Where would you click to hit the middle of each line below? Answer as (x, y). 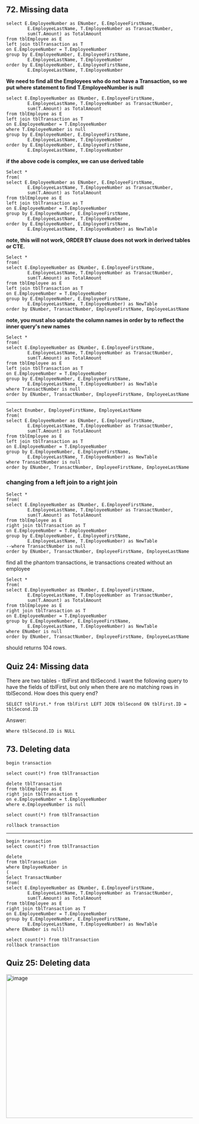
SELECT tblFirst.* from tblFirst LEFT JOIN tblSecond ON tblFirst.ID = (96, 704)
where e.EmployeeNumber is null (46, 804)
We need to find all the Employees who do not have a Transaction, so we (97, 81)
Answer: (16, 720)
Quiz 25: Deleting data (48, 963)
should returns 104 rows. (36, 648)
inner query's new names (38, 326)
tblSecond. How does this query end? (52, 693)
